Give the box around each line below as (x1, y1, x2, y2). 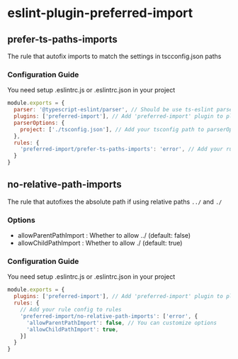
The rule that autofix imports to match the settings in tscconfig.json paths (7, 52, 222, 60)
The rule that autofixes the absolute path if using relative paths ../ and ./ (7, 197, 222, 206)
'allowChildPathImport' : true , (25, 326, 119, 333)
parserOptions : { (13, 119, 65, 126)
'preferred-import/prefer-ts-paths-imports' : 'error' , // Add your (20, 145, 223, 153)
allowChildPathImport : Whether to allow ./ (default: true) (17, 239, 183, 248)
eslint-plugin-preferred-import (7, 5, 193, 21)
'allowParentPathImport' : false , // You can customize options (25, 319, 217, 326)
